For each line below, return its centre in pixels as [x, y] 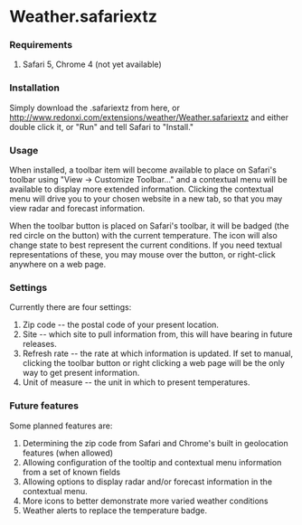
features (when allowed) [68, 453]
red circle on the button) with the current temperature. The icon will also [143, 236]
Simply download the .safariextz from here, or [95, 108]
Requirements [41, 45]
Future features [44, 406]
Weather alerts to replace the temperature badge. [115, 510]
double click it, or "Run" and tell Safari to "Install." [102, 127]
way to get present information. [81, 373]
